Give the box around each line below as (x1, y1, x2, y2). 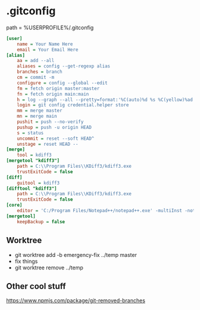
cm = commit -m (17, 75, 55, 81)
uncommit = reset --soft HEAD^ (17, 136, 95, 142)
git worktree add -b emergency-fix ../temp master (14, 251, 137, 258)
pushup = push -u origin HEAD (17, 124, 92, 130)
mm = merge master (17, 108, 62, 114)
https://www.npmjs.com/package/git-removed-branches (6, 297, 146, 304)
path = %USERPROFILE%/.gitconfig (6, 24, 94, 31)
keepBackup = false (17, 219, 65, 225)
